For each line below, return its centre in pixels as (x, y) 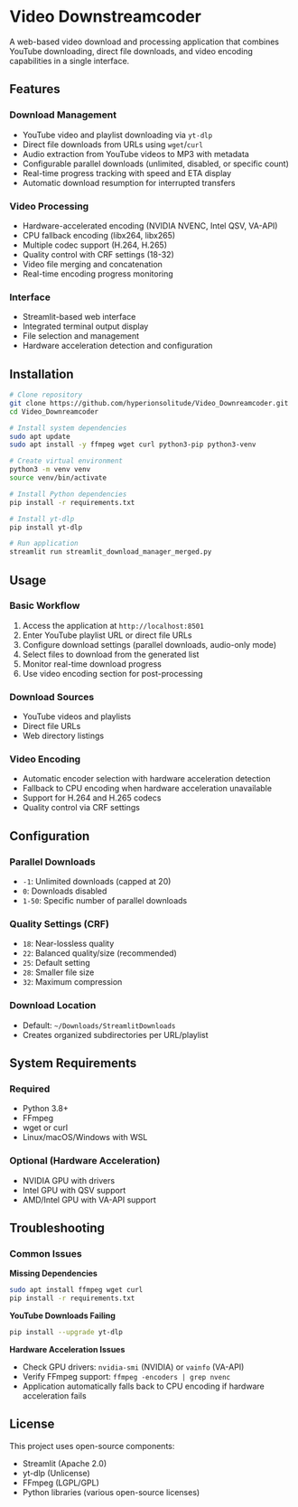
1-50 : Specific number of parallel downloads (105, 901)
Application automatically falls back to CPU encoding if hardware (143, 1386)
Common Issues (46, 1254)
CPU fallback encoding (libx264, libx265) (99, 235)
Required (30, 1089)
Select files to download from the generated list (111, 654)
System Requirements (73, 1063)
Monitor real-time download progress (92, 664)
